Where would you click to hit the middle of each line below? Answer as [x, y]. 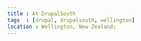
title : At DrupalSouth [42, 14]
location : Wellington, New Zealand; [62, 26]
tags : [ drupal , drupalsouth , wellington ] [71, 20]
